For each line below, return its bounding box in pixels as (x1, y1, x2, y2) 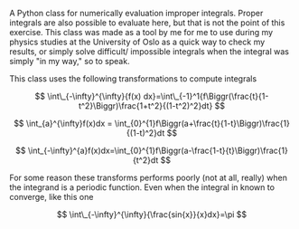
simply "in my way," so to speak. (9, 56, 130, 66)
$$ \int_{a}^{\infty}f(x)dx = (13, 118, 113, 129)
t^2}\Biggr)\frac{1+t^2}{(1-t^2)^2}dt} (78, 100, 213, 111)
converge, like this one (9, 192, 94, 202)
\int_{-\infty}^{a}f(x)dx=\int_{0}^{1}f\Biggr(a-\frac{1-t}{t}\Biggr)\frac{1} (27, 145, 289, 156)
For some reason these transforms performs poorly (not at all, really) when (9, 172, 287, 183)
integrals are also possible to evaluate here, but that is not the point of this (9, 17, 285, 28)
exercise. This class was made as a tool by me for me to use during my (9, 27, 274, 37)
